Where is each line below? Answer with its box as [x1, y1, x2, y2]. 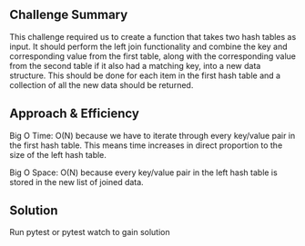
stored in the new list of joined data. [9, 176, 144, 187]
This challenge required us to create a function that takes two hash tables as [9, 31, 297, 42]
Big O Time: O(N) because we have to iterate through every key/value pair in [9, 130, 296, 141]
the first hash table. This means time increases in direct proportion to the [9, 140, 283, 151]
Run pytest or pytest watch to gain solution [9, 227, 170, 238]
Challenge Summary [9, 7, 128, 23]
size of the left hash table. [9, 149, 107, 160]
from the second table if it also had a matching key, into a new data [9, 60, 261, 71]
